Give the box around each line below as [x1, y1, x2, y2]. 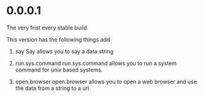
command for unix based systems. [15, 66, 103, 73]
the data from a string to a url [15, 84, 90, 92]
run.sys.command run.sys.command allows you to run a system [15, 59, 177, 67]
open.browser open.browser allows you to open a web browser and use [15, 78, 197, 85]
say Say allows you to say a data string [15, 47, 113, 55]
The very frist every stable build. [6, 24, 89, 31]
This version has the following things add [6, 36, 110, 43]
